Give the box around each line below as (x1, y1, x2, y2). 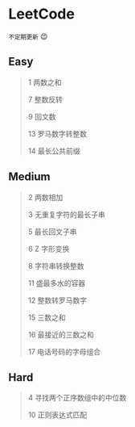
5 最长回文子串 (27, 227, 78, 237)
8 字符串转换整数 (27, 261, 84, 270)
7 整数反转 (27, 94, 63, 104)
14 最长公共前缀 (27, 146, 80, 156)
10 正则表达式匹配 (27, 410, 88, 420)
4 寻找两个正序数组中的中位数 (27, 393, 127, 403)
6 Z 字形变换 (27, 244, 70, 253)
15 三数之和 (27, 312, 66, 322)
